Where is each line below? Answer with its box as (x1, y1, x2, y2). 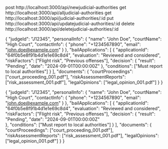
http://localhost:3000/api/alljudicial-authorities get (5, 10, 112, 16)
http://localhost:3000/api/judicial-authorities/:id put (5, 15, 114, 21)
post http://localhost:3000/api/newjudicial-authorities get (5, 5, 127, 10)
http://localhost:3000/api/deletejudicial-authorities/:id (5, 26, 119, 32)
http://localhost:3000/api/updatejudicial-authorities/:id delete (5, 20, 135, 27)
